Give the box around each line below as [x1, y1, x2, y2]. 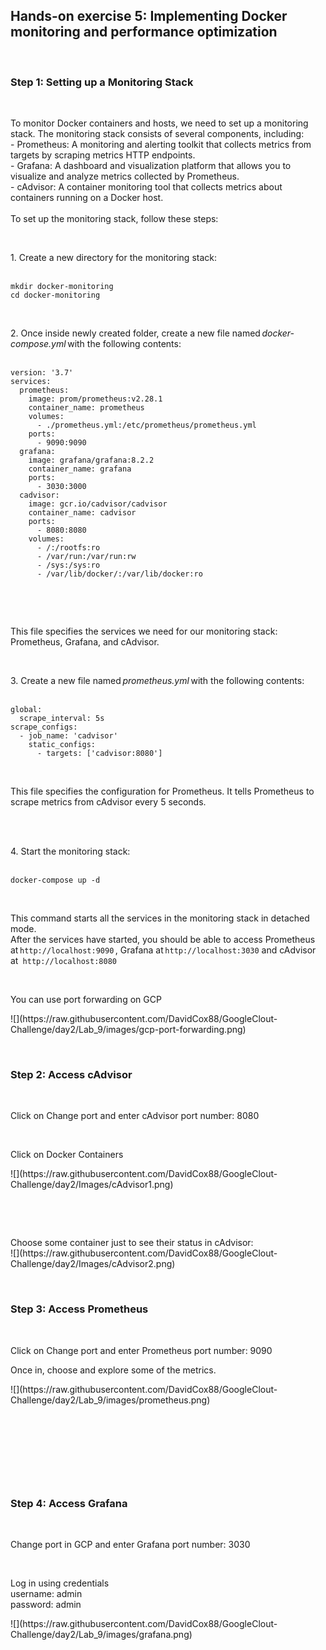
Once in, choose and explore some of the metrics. [10, 1364, 217, 1376]
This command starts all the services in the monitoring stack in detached [10, 912, 310, 924]
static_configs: [28, 740, 97, 750]
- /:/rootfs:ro [36, 543, 101, 553]
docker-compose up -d [10, 875, 101, 886]
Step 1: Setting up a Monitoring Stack [10, 75, 194, 89]
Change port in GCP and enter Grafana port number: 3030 [10, 1539, 251, 1550]
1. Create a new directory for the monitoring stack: [10, 252, 217, 264]
